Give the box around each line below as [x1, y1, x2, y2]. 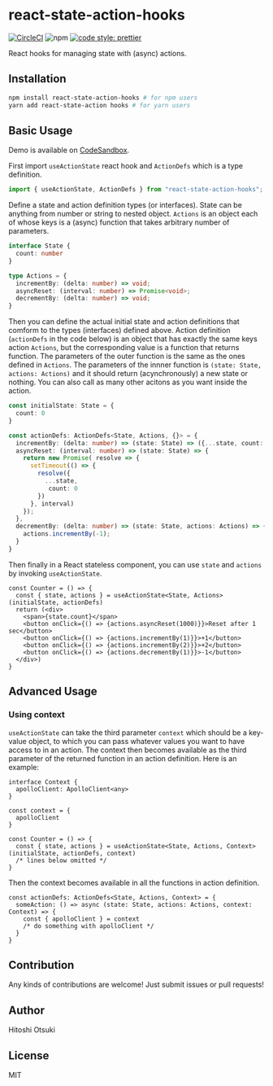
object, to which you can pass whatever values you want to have [28, 736, 245, 746]
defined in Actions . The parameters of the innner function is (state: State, [8, 360, 262, 370]
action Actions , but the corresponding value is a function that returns [8, 343, 240, 353]
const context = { [8, 806, 71, 815]
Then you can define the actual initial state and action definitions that [8, 317, 240, 326]
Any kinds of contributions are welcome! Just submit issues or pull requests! [8, 979, 264, 990]
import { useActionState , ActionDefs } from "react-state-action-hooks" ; [8, 186, 264, 194]
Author [8, 1003, 45, 1017]
